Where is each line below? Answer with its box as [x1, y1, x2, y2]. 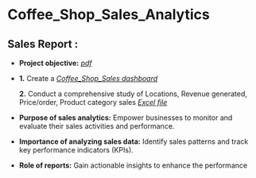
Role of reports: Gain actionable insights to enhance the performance [18, 161, 248, 170]
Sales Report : [7, 37, 79, 51]
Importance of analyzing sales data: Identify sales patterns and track [18, 137, 249, 146]
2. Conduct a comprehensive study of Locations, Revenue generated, [18, 89, 248, 99]
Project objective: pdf [18, 58, 92, 68]
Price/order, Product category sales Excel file [18, 98, 168, 106]
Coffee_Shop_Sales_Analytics [7, 6, 210, 24]
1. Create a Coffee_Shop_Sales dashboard [18, 74, 158, 83]
